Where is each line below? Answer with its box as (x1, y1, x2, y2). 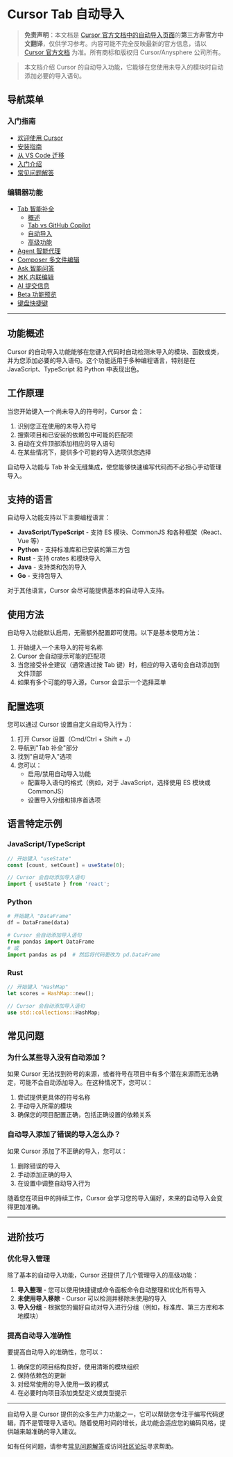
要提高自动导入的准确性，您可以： (7, 1348, 105, 1356)
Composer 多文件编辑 (17, 255, 80, 264)
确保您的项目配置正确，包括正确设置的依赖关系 (17, 1111, 151, 1119)
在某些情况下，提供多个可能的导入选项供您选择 (17, 448, 151, 456)
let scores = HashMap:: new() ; (7, 990, 95, 997)
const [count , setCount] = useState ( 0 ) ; (7, 862, 126, 869)
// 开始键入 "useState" (7, 855, 71, 862)
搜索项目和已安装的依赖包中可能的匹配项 (17, 430, 133, 439)
